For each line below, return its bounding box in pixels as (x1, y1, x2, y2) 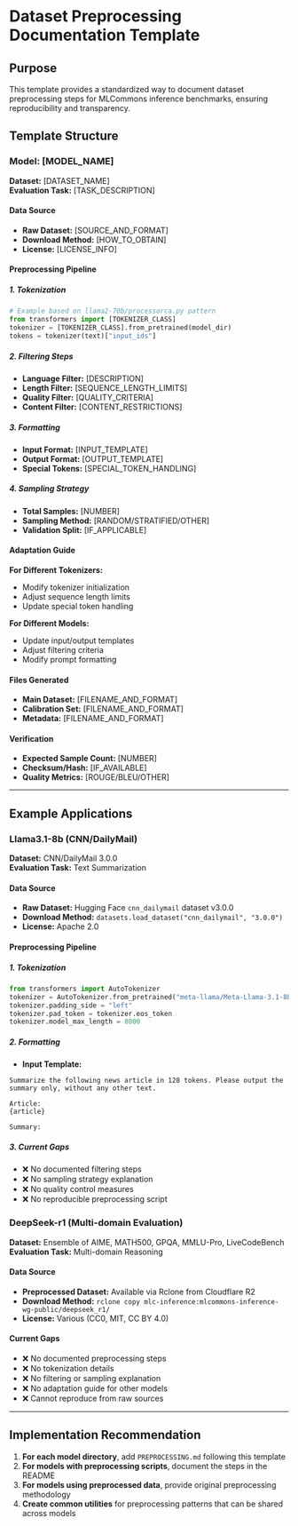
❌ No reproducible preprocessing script (21, 1194, 169, 1204)
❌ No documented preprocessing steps (21, 1353, 167, 1363)
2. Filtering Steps (9, 351, 74, 362)
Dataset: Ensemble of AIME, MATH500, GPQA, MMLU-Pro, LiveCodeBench (9, 1236, 286, 1247)
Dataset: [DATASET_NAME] (9, 175, 111, 186)
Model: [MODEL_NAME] (9, 155, 114, 168)
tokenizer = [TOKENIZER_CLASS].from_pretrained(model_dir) (9, 323, 232, 332)
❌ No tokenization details (21, 1363, 114, 1373)
